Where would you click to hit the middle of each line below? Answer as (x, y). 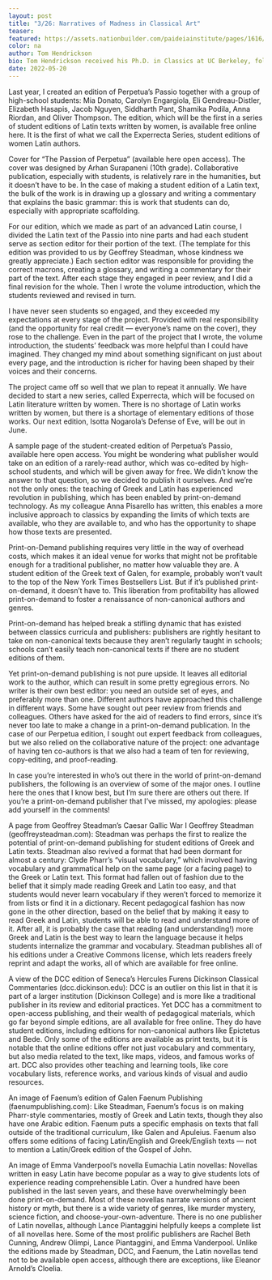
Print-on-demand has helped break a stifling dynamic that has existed (125, 623)
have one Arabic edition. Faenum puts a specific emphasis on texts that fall (134, 1124)
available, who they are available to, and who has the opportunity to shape (132, 523)
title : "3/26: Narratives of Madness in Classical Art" (104, 23)
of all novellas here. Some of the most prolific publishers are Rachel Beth (130, 1234)
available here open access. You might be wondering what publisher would (134, 454)
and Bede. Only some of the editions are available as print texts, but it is (128, 1039)
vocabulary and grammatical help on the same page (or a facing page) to (130, 868)
